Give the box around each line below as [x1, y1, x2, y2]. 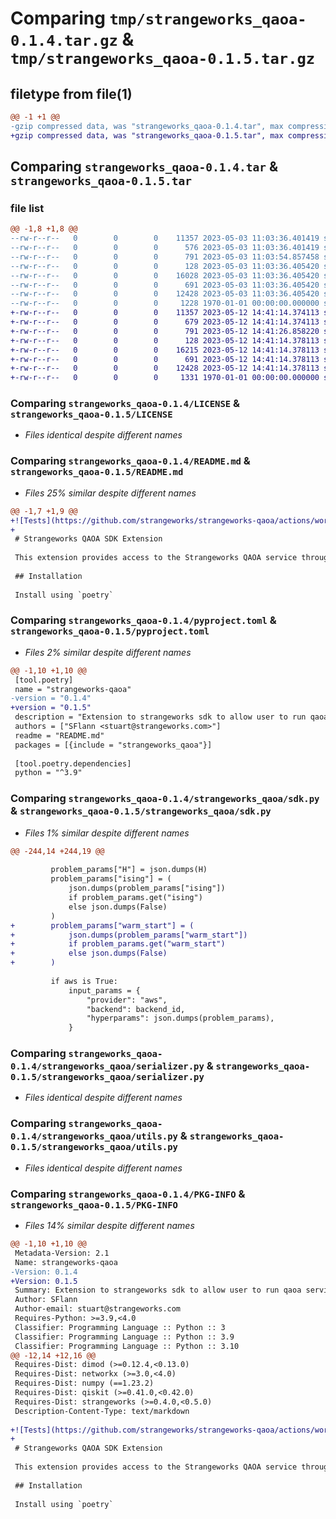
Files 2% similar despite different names [24, 646, 192, 658]
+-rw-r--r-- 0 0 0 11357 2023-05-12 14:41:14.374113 [10, 308, 320, 318]
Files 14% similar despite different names [24, 1220, 195, 1232]
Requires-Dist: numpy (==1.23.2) [14, 1378, 155, 1389]
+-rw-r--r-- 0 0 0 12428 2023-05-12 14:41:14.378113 [10, 363, 320, 374]
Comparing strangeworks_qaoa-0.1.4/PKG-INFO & [10, 1187, 246, 1201]
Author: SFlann [14, 1295, 78, 1305]
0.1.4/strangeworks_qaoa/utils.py [10, 1131, 178, 1142]
